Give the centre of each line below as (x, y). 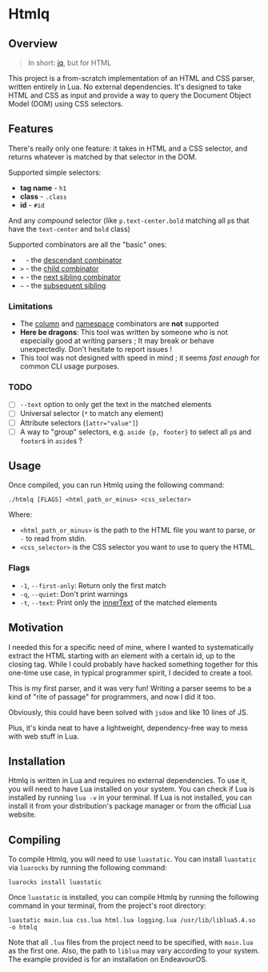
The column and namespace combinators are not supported (119, 324)
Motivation (36, 628)
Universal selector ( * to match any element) (92, 413)
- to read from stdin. (53, 538)
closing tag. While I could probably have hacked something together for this (133, 664)
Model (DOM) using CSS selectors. (66, 104)
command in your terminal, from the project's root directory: (107, 905)
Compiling (35, 839)
